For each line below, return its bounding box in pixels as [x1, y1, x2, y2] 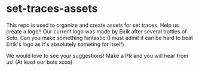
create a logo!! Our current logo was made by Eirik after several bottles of [6, 27, 187, 35]
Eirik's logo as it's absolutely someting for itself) [6, 41, 124, 48]
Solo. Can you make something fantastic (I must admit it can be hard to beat [6, 34, 193, 41]
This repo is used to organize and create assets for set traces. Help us [6, 21, 179, 29]
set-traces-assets [6, 2, 98, 16]
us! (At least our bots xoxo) [6, 58, 73, 66]
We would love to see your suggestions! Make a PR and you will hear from [6, 52, 189, 59]
